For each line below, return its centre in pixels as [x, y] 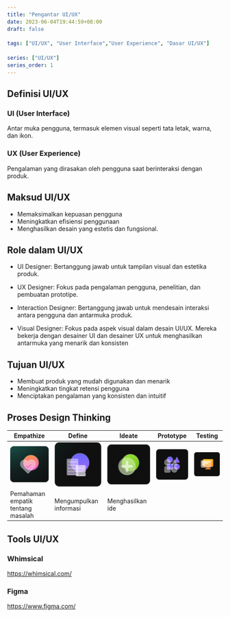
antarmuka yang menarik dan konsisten [73, 343]
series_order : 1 [30, 65]
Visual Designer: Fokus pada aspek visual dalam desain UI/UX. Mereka [117, 328]
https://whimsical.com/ [39, 574]
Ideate [129, 436]
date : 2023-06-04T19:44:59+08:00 [55, 22]
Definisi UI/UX [38, 94]
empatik [21, 501]
